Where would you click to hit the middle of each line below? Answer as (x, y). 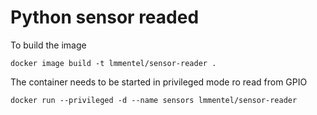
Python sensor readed (105, 17)
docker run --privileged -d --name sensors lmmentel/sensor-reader (154, 100)
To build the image (48, 45)
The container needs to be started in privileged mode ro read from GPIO (159, 82)
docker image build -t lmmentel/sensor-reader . (113, 63)
